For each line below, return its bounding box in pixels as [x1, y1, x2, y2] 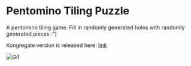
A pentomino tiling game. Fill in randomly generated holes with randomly [6, 24, 185, 31]
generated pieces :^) [6, 30, 57, 37]
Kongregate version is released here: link [6, 42, 107, 49]
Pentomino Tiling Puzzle [6, 4, 130, 18]
